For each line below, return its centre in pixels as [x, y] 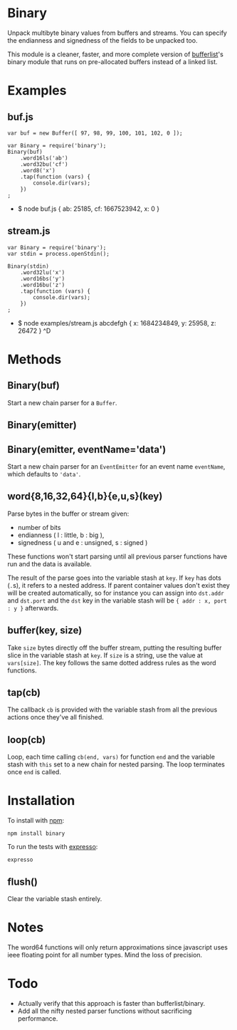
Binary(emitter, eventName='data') [87, 449]
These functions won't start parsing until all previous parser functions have [117, 556]
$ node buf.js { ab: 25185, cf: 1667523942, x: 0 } [89, 209]
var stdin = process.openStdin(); [59, 254]
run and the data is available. [50, 563]
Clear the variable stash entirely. [55, 898]
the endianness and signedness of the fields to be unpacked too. [102, 40]
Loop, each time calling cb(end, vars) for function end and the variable [111, 757]
